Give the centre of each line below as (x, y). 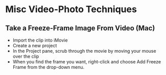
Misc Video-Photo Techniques (71, 9)
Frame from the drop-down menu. (49, 67)
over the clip (26, 56)
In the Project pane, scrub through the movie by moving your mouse (85, 51)
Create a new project (35, 46)
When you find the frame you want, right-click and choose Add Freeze (87, 62)
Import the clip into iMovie (40, 40)
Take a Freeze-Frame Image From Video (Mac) (80, 28)
